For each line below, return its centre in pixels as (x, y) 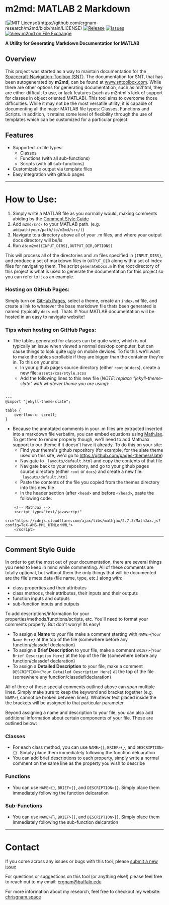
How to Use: (31, 199)
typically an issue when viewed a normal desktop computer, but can (83, 346)
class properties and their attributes (50, 587)
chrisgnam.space (23, 897)
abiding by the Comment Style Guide (51, 219)
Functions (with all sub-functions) (55, 158)
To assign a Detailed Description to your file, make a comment (78, 666)
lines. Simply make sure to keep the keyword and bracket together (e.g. (79, 692)
